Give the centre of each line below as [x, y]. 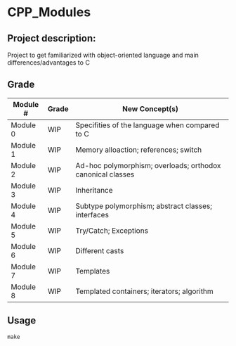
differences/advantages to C [48, 63]
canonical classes [105, 174]
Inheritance [94, 190]
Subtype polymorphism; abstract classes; [144, 206]
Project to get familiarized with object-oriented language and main [103, 55]
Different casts [100, 250]
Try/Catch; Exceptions [112, 231]
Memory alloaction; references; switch [139, 150]
